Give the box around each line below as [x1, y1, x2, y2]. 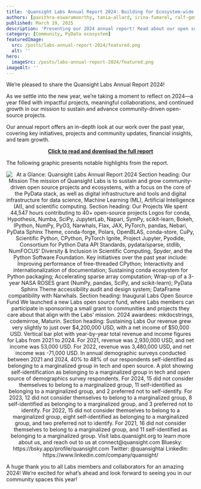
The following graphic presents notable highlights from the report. [6, 160, 169, 167]
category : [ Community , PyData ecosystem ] [6, 31, 111, 37]
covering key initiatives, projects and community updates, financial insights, [6, 130, 193, 137]
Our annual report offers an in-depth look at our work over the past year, [6, 124, 185, 131]
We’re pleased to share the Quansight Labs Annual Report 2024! [6, 81, 165, 88]
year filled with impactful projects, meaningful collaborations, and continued [6, 99, 194, 106]
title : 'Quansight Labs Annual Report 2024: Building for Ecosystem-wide [6, 8, 194, 15]
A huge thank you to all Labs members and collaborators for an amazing [6, 463, 184, 470]
